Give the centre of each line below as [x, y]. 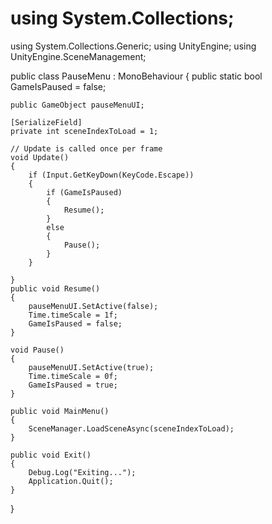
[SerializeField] [46, 122]
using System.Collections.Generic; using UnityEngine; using [133, 46]
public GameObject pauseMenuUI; [77, 105]
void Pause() [37, 350]
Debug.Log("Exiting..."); [82, 472]
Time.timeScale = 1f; [73, 315]
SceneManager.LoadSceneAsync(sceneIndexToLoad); [131, 428]
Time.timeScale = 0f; [73, 376]
